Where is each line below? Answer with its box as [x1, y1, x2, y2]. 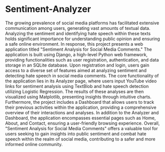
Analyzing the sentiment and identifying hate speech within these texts [5, 30, 151, 36]
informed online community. [5, 141, 63, 147]
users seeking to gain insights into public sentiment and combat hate [5, 131, 147, 137]
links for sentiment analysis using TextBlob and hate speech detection [5, 83, 149, 89]
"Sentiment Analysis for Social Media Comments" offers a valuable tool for [5, 125, 158, 131]
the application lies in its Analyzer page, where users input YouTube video [5, 78, 157, 84]
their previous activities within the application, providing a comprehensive [5, 104, 157, 110]
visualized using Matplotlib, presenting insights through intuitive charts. [5, 93, 152, 100]
